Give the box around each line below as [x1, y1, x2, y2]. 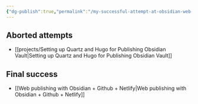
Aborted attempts [6, 31, 73, 41]
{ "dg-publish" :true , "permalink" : [6, 8, 88, 15]
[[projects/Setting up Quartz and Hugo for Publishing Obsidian [14, 46, 166, 53]
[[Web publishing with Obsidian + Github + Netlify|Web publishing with [14, 85, 187, 92]
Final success [6, 69, 58, 79]
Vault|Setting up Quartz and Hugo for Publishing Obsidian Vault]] [14, 52, 173, 59]
